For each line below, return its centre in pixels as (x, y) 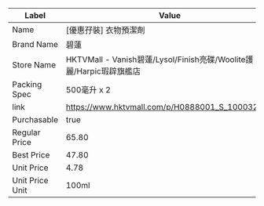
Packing (27, 84)
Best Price (31, 155)
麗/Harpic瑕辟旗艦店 (103, 71)
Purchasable (35, 119)
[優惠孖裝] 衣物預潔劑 (105, 30)
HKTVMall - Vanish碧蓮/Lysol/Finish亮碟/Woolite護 (159, 60)
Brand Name (35, 44)
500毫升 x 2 (88, 90)
